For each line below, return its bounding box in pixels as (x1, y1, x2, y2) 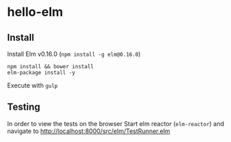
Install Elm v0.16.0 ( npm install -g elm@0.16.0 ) (7, 50, 141, 58)
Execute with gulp (7, 81, 59, 90)
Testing (7, 101, 41, 113)
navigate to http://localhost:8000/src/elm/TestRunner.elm (7, 127, 170, 135)
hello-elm (7, 4, 63, 20)
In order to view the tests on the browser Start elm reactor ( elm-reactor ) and (7, 119, 225, 128)
